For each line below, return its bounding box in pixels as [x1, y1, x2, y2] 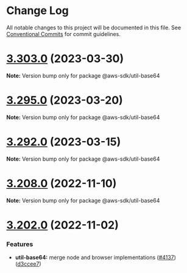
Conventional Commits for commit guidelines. [6, 30, 121, 37]
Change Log [6, 4, 69, 18]
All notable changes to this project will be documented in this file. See [6, 24, 182, 31]
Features [6, 239, 34, 248]
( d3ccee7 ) [15, 260, 41, 268]
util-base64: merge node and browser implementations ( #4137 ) [15, 254, 177, 261]
